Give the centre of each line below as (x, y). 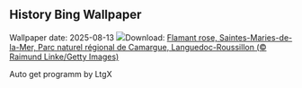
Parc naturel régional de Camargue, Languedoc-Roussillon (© (152, 47)
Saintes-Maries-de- (256, 37)
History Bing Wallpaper (75, 15)
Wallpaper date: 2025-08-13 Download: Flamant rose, (113, 37)
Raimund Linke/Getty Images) (64, 57)
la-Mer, (22, 47)
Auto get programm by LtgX (61, 74)
